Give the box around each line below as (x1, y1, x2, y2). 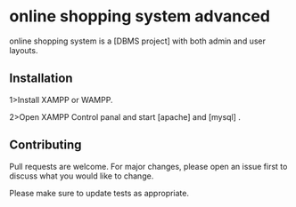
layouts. (9, 44, 38, 55)
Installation (9, 71, 73, 86)
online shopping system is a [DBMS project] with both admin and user (9, 36, 266, 46)
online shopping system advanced (9, 6, 270, 27)
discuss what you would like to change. (9, 171, 154, 181)
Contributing (9, 138, 82, 153)
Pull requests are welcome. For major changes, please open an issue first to (9, 161, 288, 171)
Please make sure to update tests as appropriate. (9, 187, 190, 198)
